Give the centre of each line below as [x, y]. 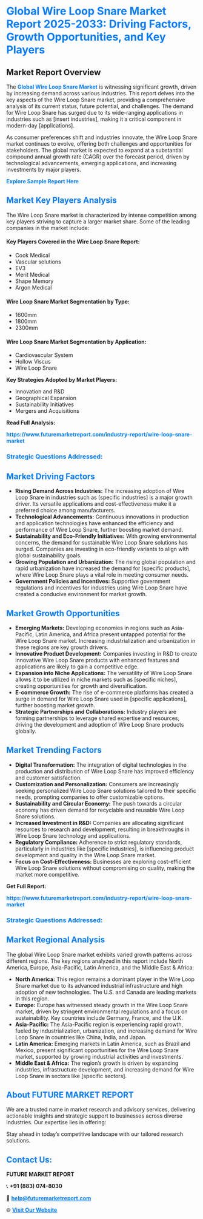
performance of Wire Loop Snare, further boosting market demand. [99, 530]
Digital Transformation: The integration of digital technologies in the [101, 765]
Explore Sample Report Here [42, 181]
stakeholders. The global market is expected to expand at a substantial [95, 150]
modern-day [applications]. [40, 125]
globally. [25, 731]
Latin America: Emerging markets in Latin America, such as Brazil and [103, 1044]
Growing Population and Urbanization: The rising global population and [105, 562]
